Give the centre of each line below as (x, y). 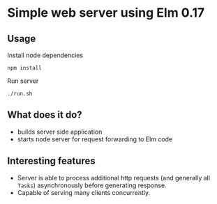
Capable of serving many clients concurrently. (84, 192)
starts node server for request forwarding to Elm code (95, 139)
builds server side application (60, 132)
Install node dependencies (45, 55)
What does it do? (45, 115)
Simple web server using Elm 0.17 (106, 13)
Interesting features (51, 161)
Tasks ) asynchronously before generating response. (92, 185)
